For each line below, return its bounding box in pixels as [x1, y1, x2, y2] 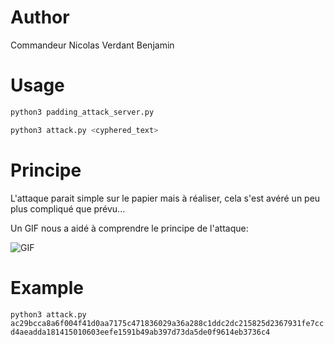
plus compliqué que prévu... [10, 202, 126, 215]
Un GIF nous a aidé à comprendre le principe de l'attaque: [10, 222, 249, 234]
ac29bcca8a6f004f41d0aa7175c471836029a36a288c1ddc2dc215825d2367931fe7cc [10, 318, 325, 328]
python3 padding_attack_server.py [10, 107, 155, 117]
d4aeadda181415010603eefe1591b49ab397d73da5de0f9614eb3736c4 [10, 327, 271, 337]
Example [10, 276, 84, 299]
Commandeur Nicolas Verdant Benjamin [10, 39, 175, 51]
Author [10, 6, 70, 29]
